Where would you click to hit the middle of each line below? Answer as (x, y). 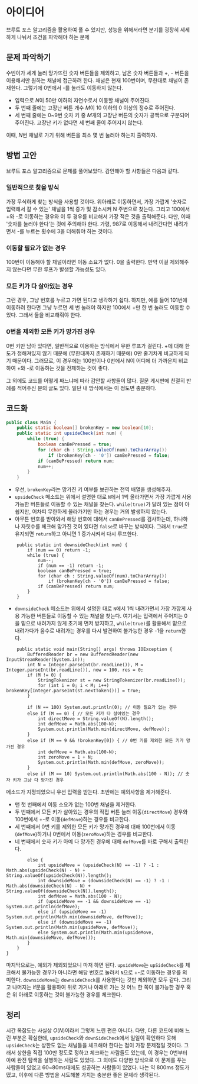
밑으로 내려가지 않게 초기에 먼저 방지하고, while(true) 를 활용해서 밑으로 (104, 623)
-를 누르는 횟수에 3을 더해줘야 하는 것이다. (65, 231)
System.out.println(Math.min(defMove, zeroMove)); (101, 763)
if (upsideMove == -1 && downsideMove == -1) (94, 902)
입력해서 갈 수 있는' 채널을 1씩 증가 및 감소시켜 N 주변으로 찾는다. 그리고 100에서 (98, 209)
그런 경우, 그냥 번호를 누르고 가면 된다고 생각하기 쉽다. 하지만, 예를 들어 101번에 (97, 300)
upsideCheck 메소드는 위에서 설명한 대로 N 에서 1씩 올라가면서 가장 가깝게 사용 (103, 497)
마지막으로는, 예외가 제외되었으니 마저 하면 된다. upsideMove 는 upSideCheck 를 (95, 965)
